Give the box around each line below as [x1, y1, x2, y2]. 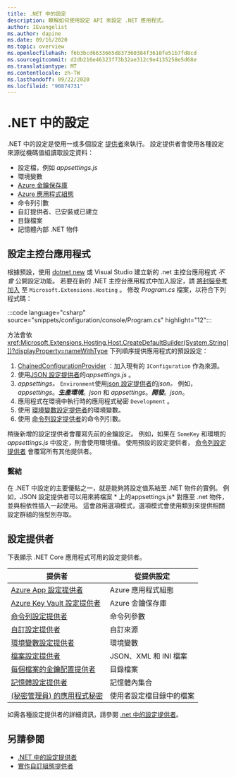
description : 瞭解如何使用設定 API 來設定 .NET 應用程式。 [7, 17, 168, 24]
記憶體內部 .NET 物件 [17, 225, 79, 233]
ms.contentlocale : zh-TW [7, 69, 80, 76]
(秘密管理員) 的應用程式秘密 [11, 691, 104, 701]
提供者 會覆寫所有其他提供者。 [7, 447, 96, 455]
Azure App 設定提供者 [11, 585, 83, 595]
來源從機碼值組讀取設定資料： [7, 149, 94, 157]
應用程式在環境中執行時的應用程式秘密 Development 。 [17, 397, 174, 405]
